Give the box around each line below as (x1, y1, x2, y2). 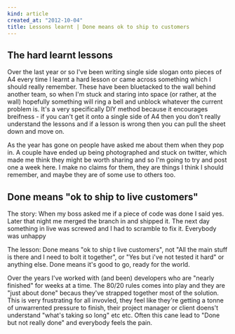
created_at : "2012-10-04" (7, 17, 83, 24)
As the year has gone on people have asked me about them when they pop (7, 141, 224, 149)
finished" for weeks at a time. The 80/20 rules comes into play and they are (7, 281, 226, 289)
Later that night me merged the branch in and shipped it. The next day (7, 217, 210, 225)
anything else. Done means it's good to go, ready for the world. (7, 260, 191, 268)
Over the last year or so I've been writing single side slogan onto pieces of (7, 68, 222, 76)
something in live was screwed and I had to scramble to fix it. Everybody (7, 225, 217, 232)
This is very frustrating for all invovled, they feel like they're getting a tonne (7, 296, 224, 305)
